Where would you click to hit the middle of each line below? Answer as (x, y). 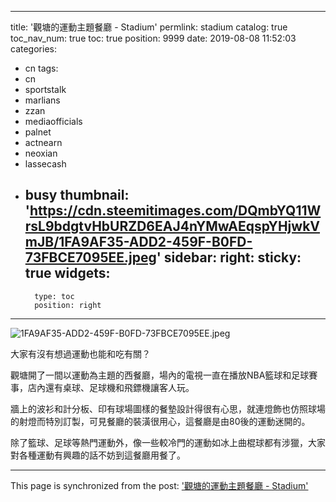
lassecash (45, 164)
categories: (33, 49)
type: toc (54, 296)
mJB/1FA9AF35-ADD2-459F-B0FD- (138, 242)
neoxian (41, 153)
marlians (42, 100)
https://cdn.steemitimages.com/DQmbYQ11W (175, 211)
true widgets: (67, 273)
